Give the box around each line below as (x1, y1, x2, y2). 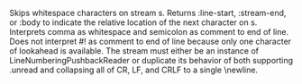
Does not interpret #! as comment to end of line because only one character (9, 36, 291, 46)
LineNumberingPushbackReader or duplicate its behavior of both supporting (9, 55, 294, 65)
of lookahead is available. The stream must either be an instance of (9, 46, 260, 56)
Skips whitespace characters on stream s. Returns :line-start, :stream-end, (9, 8, 287, 18)
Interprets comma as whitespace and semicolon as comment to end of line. (9, 27, 289, 37)
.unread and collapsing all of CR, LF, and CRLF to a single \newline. (9, 64, 259, 75)
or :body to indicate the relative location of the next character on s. (9, 17, 258, 28)
